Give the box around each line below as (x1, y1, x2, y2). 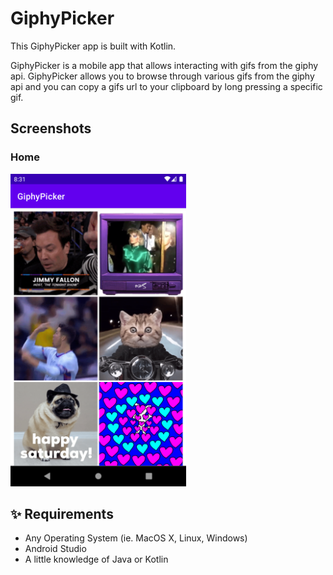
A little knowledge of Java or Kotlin (24, 553, 169, 566)
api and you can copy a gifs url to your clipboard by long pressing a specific (10, 80, 323, 92)
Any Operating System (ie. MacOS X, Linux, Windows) (24, 532, 248, 544)
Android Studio (24, 543, 87, 555)
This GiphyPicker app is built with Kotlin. (10, 40, 177, 52)
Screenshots (10, 120, 92, 137)
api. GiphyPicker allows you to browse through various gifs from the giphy (10, 70, 315, 82)
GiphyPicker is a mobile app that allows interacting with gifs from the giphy (10, 59, 319, 71)
